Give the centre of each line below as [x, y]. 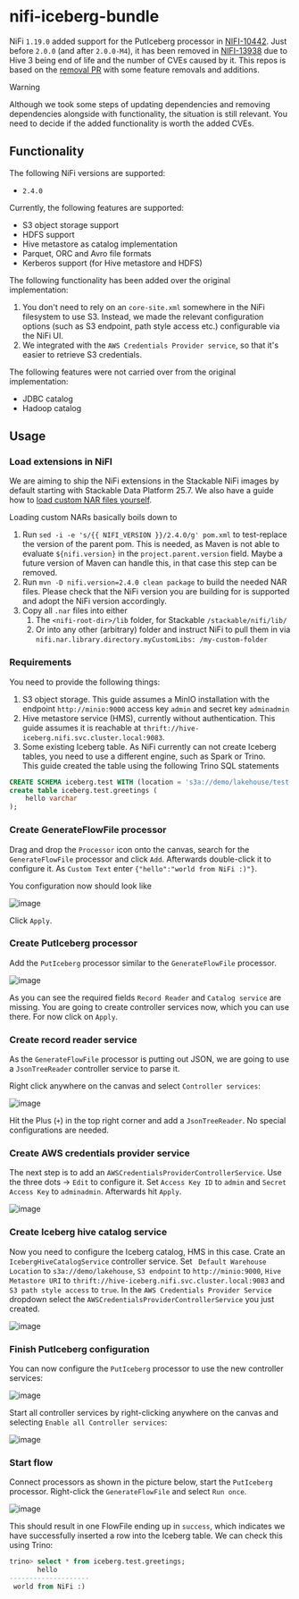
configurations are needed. [59, 1130]
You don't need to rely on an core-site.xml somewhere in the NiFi [143, 307]
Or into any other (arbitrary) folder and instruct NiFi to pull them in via [163, 630]
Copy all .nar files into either [75, 610]
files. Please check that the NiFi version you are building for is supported [156, 592]
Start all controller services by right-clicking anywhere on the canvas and [144, 1413]
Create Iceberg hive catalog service [88, 1233]
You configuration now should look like [81, 886]
